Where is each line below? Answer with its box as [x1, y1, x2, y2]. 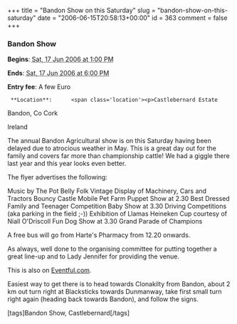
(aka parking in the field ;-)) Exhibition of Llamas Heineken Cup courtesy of [7, 209, 228, 218]
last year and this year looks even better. [7, 160, 127, 168]
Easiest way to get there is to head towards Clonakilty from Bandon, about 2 [7, 280, 231, 288]
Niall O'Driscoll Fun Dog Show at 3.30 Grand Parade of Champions [7, 217, 203, 226]
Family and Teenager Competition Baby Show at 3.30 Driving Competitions [7, 202, 227, 211]
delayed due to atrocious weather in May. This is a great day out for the [7, 144, 217, 152]
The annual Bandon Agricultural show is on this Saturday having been [7, 137, 212, 145]
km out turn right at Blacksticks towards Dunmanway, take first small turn [7, 288, 222, 296]
